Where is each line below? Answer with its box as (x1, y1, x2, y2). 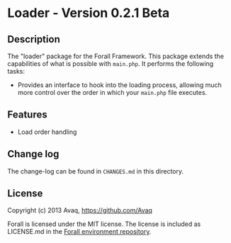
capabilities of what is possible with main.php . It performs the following (7, 60, 214, 68)
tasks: (7, 67, 26, 75)
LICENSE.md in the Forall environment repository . (7, 227, 152, 236)
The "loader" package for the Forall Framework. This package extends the (7, 52, 225, 60)
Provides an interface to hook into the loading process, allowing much (17, 81, 222, 89)
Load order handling (17, 128, 77, 136)
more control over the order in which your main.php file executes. (17, 89, 208, 96)
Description (7, 33, 60, 45)
